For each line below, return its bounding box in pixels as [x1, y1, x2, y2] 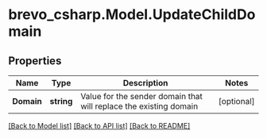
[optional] [218, 96, 255, 106]
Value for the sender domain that [80, 91, 203, 102]
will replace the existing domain [80, 101, 199, 112]
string [49, 96, 73, 106]
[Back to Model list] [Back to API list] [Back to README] [8, 121, 191, 130]
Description [122, 78, 168, 88]
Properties [8, 54, 62, 67]
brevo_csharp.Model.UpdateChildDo [8, 6, 256, 24]
